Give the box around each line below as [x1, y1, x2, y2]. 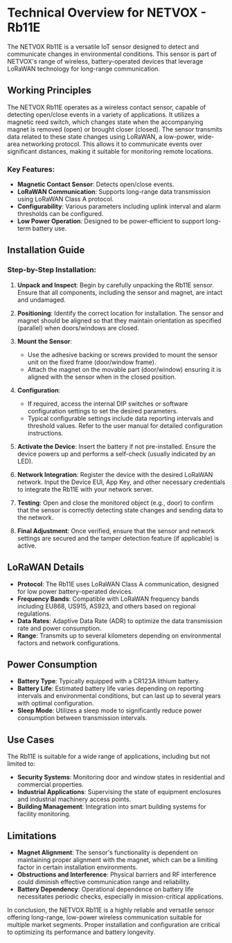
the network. [17, 513, 54, 521]
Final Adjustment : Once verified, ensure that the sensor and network [17, 526, 215, 535]
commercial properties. [17, 780, 84, 789]
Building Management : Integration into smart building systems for [17, 802, 206, 811]
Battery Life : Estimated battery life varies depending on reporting [17, 684, 204, 693]
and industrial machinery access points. [17, 795, 132, 804]
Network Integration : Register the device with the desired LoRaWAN [17, 470, 213, 478]
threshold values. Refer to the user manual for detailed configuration [27, 421, 223, 430]
